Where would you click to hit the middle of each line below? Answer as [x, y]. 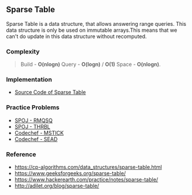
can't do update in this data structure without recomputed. [77, 36]
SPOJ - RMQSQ [33, 120]
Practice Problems [33, 107]
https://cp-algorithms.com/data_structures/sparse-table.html [88, 167]
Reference [21, 154]
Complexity [23, 51]
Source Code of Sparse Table [50, 92]
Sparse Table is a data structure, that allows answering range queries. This [96, 23]
